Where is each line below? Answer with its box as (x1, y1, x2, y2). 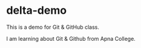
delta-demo (6, 4, 67, 17)
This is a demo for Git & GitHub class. (6, 23, 100, 31)
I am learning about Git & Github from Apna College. (6, 35, 136, 42)
